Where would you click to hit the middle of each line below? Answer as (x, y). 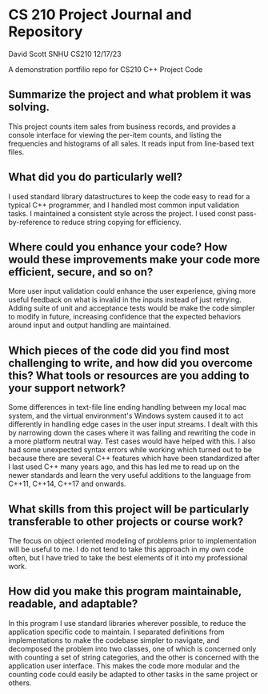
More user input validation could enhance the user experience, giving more (132, 291)
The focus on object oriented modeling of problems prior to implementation (133, 541)
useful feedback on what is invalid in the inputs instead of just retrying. (125, 300)
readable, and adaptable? (73, 604)
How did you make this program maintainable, (125, 591)
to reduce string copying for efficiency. (117, 222)
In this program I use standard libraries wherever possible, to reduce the (127, 623)
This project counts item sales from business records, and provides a (122, 126)
